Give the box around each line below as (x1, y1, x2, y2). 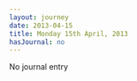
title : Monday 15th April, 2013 (9, 29, 128, 38)
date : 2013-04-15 (9, 21, 73, 30)
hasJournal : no (9, 37, 65, 47)
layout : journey (9, 12, 69, 22)
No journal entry (9, 62, 69, 72)
